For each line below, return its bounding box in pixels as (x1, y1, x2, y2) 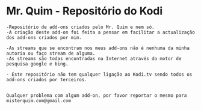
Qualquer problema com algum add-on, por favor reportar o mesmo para (6, 92, 187, 99)
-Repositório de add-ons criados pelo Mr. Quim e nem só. (6, 24, 155, 30)
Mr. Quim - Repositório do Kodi (6, 4, 163, 18)
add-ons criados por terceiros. (6, 76, 87, 82)
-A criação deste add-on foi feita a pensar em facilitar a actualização (6, 29, 196, 35)
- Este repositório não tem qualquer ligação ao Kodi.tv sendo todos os (6, 71, 193, 78)
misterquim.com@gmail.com (6, 97, 71, 103)
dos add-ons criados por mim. (6, 34, 82, 40)
